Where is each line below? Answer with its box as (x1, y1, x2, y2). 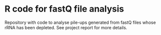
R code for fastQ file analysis (4, 3, 124, 15)
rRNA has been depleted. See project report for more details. (4, 24, 128, 30)
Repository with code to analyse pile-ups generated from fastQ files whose (4, 19, 156, 25)
